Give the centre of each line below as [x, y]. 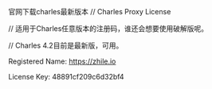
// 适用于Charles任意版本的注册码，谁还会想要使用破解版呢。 [108, 29]
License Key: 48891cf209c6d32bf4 [67, 77]
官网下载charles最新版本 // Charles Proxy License [90, 12]
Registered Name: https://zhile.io [62, 61]
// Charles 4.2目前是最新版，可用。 [66, 45]
